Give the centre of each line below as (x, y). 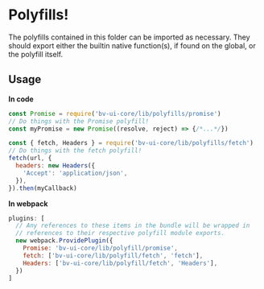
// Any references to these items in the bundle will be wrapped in (133, 226)
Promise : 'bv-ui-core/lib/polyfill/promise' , (101, 248)
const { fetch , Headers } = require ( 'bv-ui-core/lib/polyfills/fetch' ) (131, 143)
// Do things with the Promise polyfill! (79, 121)
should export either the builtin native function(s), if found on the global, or (132, 45)
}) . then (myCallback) (43, 188)
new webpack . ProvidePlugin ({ (64, 241)
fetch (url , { (30, 159)
